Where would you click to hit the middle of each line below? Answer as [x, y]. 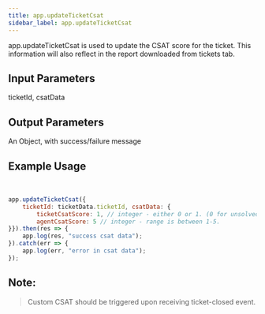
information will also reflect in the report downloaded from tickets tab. [121, 54]
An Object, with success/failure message [75, 141]
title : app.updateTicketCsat [56, 15]
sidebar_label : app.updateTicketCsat [70, 23]
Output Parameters [56, 122]
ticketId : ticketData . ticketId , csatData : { [97, 207]
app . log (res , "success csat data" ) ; [83, 236]
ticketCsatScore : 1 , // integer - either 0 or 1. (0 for [132, 214]
